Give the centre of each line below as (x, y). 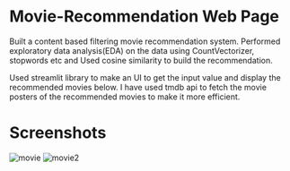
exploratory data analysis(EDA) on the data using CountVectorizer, (132, 50)
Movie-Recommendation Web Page (145, 17)
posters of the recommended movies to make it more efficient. (125, 97)
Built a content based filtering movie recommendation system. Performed (145, 41)
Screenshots (58, 133)
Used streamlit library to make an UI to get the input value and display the (145, 77)
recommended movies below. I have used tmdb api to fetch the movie (138, 87)
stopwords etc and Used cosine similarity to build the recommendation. (141, 60)
